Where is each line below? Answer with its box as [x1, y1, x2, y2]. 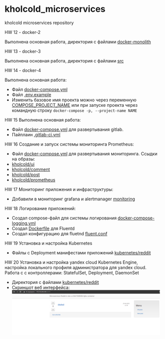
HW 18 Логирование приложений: [4, 205, 76, 211]
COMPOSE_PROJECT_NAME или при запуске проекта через [11, 102, 138, 108]
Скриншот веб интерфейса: [11, 284, 70, 290]
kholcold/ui [11, 161, 35, 167]
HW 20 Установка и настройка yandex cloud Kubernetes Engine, [4, 259, 138, 265]
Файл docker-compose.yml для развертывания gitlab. [11, 126, 124, 132]
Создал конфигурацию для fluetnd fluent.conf [11, 230, 108, 237]
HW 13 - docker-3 [4, 48, 41, 54]
